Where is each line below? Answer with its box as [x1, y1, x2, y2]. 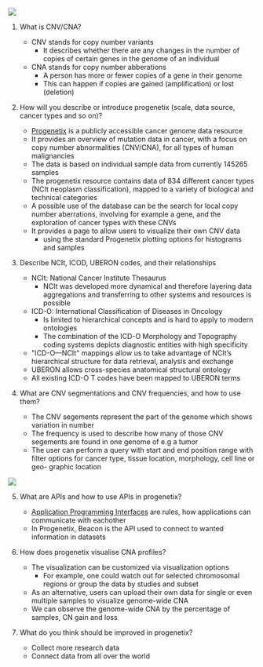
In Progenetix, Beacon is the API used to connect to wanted [31, 524, 224, 533]
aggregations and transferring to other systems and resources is [42, 290, 252, 299]
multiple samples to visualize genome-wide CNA [31, 596, 188, 605]
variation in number [31, 421, 94, 429]
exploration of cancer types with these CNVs [31, 218, 177, 227]
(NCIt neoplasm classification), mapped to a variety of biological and [31, 184, 254, 194]
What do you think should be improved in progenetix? [19, 628, 193, 637]
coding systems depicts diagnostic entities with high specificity [42, 340, 249, 349]
